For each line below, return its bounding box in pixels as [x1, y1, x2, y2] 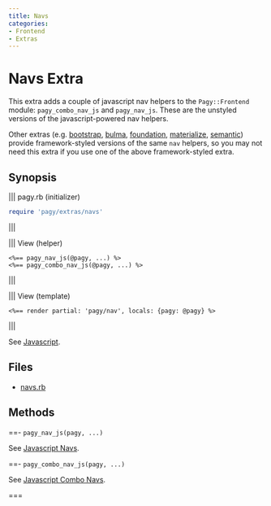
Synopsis [8, 170, 57, 184]
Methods [8, 406, 55, 420]
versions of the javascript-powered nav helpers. [8, 114, 169, 124]
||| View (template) [8, 290, 71, 301]
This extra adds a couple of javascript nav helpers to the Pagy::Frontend [8, 97, 250, 107]
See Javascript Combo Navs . [8, 474, 106, 484]
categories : [8, 20, 49, 28]
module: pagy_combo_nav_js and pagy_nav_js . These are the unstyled [8, 105, 237, 115]
